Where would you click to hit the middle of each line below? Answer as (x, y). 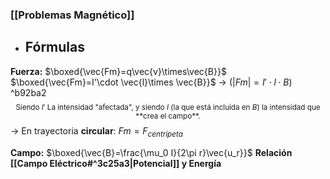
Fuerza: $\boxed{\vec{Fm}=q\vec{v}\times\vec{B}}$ (118, 71)
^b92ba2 (28, 92)
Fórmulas (54, 47)
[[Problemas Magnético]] (72, 15)
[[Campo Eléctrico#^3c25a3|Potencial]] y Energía (116, 163)
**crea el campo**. (168, 116)
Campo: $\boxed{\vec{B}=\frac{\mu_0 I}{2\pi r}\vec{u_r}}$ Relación (151, 152)
